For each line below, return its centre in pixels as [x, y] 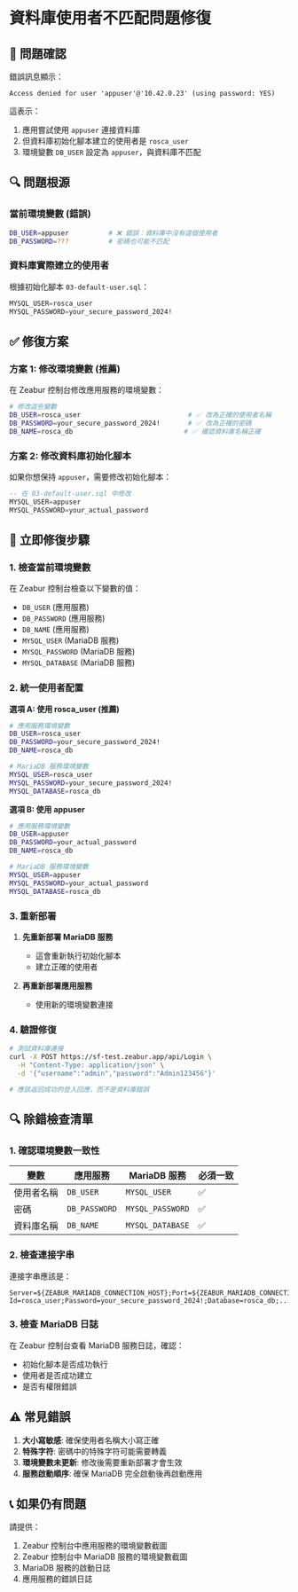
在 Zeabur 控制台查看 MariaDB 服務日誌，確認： [97, 1345]
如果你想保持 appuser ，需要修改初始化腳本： [90, 476]
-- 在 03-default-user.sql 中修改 [70, 493]
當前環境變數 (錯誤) [50, 214]
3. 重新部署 [33, 916]
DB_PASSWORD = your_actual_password [73, 843]
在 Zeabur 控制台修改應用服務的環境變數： [86, 390]
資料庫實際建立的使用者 [59, 265]
